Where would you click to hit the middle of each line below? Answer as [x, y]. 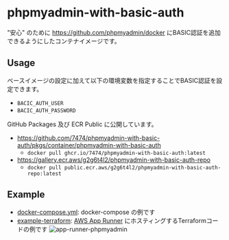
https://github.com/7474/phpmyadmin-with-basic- [88, 138]
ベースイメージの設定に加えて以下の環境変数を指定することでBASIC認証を [112, 80]
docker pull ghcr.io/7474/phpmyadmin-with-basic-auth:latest [116, 153]
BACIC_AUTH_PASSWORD [46, 110]
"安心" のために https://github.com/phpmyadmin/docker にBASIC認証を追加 [114, 32]
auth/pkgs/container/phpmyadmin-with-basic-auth [89, 145]
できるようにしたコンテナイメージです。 [64, 41]
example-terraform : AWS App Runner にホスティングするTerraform [112, 220]
